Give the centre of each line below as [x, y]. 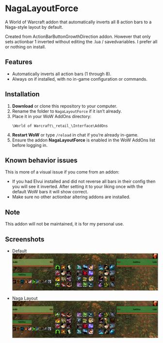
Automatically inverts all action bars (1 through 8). [62, 74]
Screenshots [25, 239]
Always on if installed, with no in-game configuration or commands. [80, 79]
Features [19, 62]
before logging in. [30, 145]
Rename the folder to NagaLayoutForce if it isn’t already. [67, 111]
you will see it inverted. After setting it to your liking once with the [77, 187]
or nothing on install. [25, 47]
